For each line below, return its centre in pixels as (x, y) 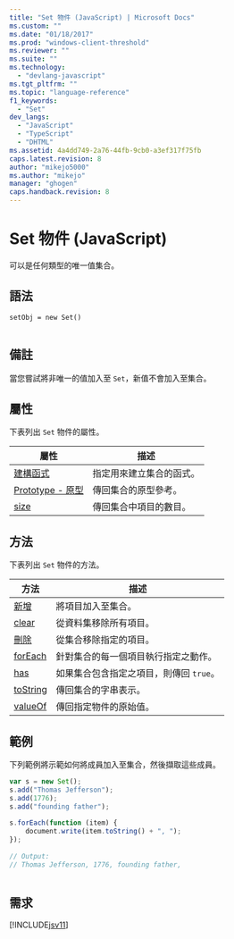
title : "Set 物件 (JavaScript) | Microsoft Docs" (102, 17)
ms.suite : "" (33, 59)
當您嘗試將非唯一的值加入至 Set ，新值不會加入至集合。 (110, 378)
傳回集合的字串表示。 (100, 691)
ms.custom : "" (36, 26)
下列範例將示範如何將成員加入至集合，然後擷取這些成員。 (115, 764)
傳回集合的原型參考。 (137, 490)
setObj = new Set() (46, 317)
